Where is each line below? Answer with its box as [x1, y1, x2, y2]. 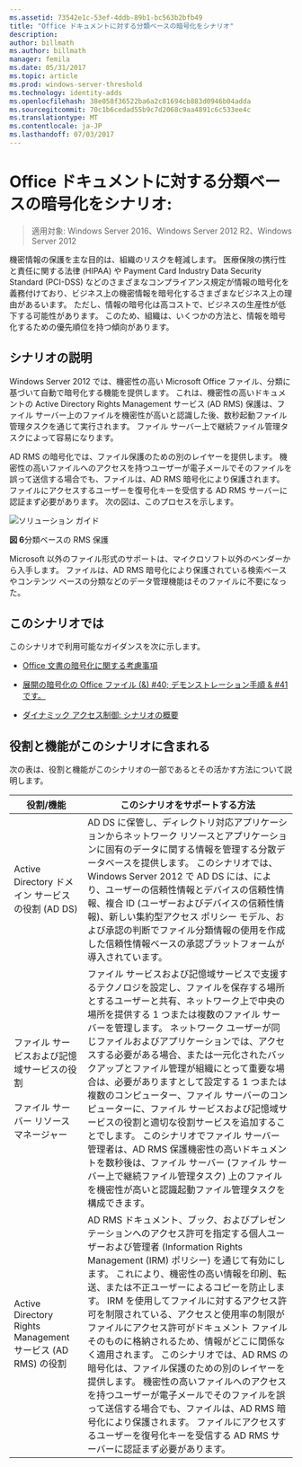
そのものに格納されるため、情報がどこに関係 [87, 1335, 277, 1348]
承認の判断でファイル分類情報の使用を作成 [105, 924, 286, 937]
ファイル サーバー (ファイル [150, 1156, 267, 1169]
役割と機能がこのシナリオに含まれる [9, 738, 210, 754]
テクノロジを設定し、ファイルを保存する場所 [96, 981, 286, 994]
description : [9, 30, 58, 39]
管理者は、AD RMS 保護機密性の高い [87, 1143, 243, 1155]
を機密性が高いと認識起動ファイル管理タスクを [87, 1183, 286, 1196]
